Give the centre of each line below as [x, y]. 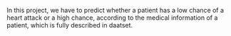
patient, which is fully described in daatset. [70, 25]
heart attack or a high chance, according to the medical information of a [112, 18]
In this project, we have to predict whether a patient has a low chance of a [115, 10]
